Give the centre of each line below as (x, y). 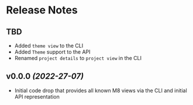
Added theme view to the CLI (49, 45)
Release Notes (42, 10)
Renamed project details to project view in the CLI (78, 58)
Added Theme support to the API (52, 52)
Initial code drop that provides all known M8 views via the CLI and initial (101, 90)
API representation (37, 96)
